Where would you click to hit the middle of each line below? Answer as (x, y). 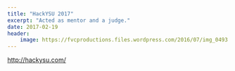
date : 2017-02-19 (33, 27)
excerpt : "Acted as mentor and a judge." (69, 20)
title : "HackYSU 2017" (40, 14)
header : (19, 33)
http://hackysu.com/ (37, 60)
